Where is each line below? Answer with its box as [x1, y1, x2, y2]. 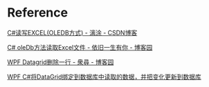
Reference [7, 5, 68, 21]
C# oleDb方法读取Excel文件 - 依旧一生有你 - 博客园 [7, 43, 153, 51]
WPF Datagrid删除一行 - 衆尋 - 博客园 [7, 57, 114, 66]
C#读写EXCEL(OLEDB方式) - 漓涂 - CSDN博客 [7, 28, 138, 37]
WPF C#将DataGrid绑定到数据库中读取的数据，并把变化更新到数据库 [7, 72, 202, 81]
